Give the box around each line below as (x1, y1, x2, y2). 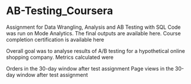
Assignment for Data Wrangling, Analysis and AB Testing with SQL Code (6, 23, 181, 31)
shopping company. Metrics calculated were (6, 53, 114, 61)
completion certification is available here (6, 36, 105, 43)
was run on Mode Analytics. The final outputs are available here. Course (6, 29, 181, 36)
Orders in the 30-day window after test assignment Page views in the (6, 65, 174, 72)
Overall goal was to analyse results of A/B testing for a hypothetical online (6, 47, 185, 54)
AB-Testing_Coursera (6, 4, 113, 18)
